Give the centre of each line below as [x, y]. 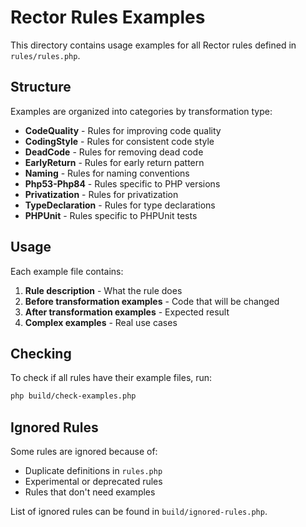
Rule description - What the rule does [103, 290]
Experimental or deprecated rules [93, 482]
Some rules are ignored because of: [84, 452]
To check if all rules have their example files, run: [111, 378]
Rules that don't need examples [90, 492]
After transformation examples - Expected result [127, 312]
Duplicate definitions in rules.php [93, 471]
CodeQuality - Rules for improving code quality [123, 130]
